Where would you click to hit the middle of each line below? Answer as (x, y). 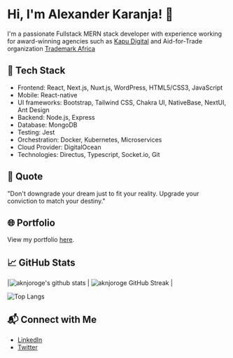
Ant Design (34, 110)
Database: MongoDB (47, 125)
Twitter (28, 347)
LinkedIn (30, 340)
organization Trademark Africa (51, 48)
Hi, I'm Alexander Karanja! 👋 (90, 14)
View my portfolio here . (41, 240)
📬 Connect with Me (52, 319)
